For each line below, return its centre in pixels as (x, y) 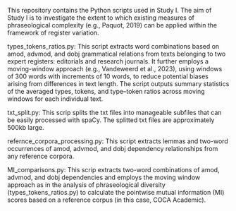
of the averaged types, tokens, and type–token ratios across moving (106, 91)
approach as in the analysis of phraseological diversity (86, 185)
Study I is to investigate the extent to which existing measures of (101, 18)
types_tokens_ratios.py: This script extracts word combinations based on (113, 46)
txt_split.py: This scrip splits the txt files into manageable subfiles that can (114, 113)
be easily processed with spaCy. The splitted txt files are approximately (111, 120)
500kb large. (26, 127)
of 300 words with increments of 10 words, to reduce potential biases (108, 76)
